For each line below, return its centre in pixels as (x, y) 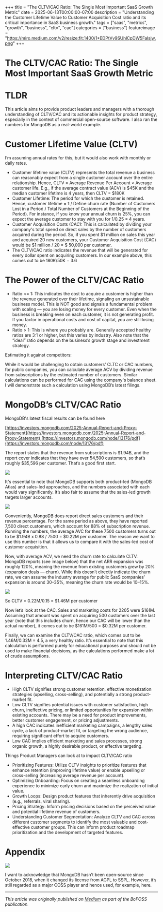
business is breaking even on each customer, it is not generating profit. (83, 314)
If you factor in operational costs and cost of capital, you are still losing (83, 320)
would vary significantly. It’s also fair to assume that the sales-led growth (78, 492)
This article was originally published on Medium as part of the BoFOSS (76, 899)
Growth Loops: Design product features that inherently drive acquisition (84, 796)
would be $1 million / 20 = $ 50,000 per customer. (62, 245)
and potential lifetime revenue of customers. (56, 812)
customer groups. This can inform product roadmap (83, 827)
